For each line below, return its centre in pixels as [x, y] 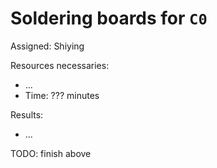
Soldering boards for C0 [109, 18]
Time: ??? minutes [62, 95]
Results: [27, 114]
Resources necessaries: [60, 65]
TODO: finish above [51, 153]
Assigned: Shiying [47, 46]
